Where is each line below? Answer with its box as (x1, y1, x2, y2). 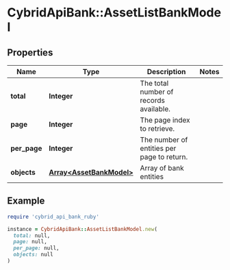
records (140, 96, 166, 105)
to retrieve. (140, 124, 175, 133)
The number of (140, 135, 188, 145)
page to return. (140, 152, 188, 162)
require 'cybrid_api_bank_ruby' (7, 213, 99, 220)
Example (7, 195, 45, 207)
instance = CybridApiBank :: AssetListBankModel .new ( (7, 225, 157, 232)
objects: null (13, 251, 53, 258)
